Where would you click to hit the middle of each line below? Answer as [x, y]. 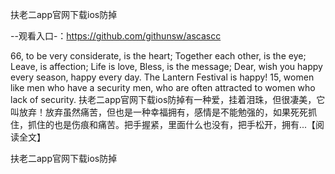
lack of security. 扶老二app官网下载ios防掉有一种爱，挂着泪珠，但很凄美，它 [168, 99]
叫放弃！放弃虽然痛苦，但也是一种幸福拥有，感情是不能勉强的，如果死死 [159, 112]
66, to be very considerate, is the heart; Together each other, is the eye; [158, 56]
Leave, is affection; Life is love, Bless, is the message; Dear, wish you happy [166, 66]
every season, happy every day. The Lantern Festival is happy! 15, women [162, 77]
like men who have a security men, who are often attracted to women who [163, 87]
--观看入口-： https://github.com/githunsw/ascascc [116, 36]
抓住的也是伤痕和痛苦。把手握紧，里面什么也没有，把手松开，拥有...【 [172, 124]
